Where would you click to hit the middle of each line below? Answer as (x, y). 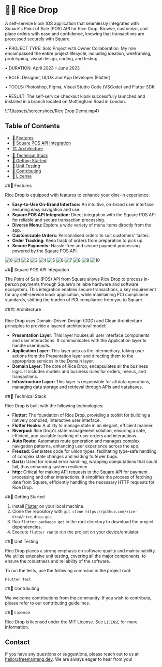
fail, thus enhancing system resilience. (50, 466)
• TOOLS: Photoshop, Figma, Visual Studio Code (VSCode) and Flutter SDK (80, 86)
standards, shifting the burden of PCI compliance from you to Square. (74, 299)
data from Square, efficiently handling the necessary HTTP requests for (83, 482)
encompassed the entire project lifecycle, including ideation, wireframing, (78, 53)
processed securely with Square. (38, 39)
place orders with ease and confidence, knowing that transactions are (75, 34)
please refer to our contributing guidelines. (48, 603)
